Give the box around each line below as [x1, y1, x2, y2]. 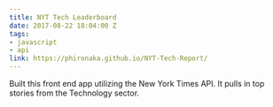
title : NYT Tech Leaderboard [9, 12, 117, 22]
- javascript [9, 37, 58, 47]
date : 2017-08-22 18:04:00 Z [9, 21, 117, 30]
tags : [9, 29, 29, 38]
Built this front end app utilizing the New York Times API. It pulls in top [9, 79, 265, 88]
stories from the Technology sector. [9, 88, 140, 98]
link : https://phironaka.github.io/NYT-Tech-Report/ [9, 54, 208, 63]
